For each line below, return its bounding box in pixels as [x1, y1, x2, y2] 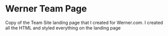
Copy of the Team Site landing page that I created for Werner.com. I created [5, 19, 163, 25]
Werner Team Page [5, 3, 87, 14]
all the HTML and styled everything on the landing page [5, 24, 121, 30]
